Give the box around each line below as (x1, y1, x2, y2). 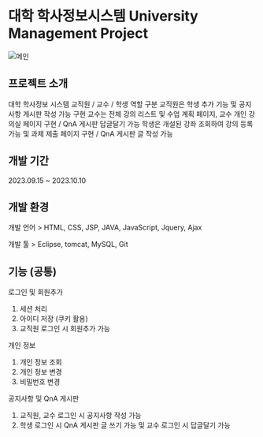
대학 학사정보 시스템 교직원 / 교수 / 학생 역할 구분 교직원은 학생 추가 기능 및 (8, 99, 238, 109)
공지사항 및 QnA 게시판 (8, 394, 80, 403)
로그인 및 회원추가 (8, 287, 63, 297)
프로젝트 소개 (8, 77, 69, 91)
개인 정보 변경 (19, 368, 62, 377)
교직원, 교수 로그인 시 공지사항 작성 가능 (19, 411, 142, 420)
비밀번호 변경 (19, 377, 61, 387)
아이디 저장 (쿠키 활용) (19, 314, 88, 323)
